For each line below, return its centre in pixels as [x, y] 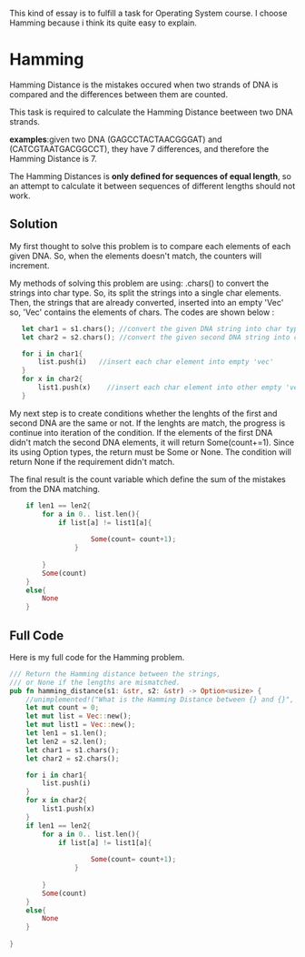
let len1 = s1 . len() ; [66, 733]
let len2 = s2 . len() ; [66, 741]
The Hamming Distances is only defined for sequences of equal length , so [151, 176]
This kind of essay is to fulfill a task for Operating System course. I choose [148, 13]
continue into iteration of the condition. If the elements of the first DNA [141, 432]
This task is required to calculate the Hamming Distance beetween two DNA [151, 112]
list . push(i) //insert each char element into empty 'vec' [156, 362]
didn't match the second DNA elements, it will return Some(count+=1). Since [152, 442]
